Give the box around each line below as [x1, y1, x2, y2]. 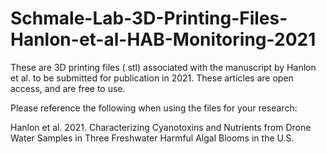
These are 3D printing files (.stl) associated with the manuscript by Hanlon [10, 61, 317, 73]
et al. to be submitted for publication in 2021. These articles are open [10, 72, 294, 84]
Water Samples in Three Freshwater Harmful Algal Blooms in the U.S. [10, 132, 295, 144]
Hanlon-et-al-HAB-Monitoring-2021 [10, 28, 317, 51]
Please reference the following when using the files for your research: [10, 102, 298, 114]
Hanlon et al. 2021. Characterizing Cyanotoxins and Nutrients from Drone [10, 121, 312, 133]
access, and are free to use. [10, 82, 126, 94]
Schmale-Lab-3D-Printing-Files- [10, 7, 288, 30]
